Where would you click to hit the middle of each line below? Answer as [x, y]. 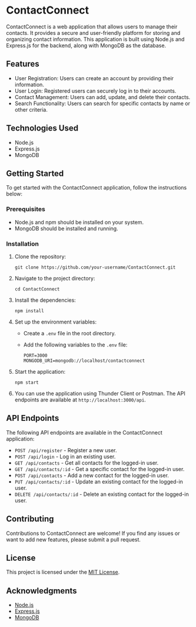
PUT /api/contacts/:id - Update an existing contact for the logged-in [99, 481]
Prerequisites [26, 209]
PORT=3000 [36, 355]
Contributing [30, 519]
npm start [27, 382]
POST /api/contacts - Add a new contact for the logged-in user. [92, 475]
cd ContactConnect [37, 289]
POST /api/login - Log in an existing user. [65, 456]
